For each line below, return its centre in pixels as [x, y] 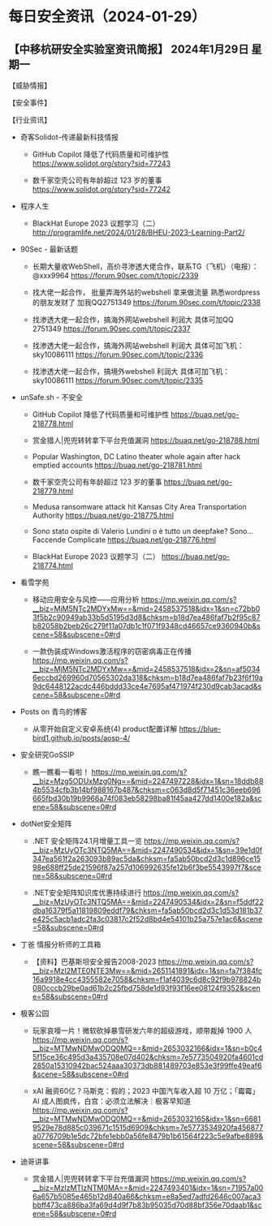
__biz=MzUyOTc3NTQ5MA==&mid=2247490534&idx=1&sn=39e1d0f [147, 850]
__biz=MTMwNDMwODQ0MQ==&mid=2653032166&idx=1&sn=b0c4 [147, 1048]
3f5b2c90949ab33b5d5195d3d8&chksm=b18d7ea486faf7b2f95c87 [146, 617]
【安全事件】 [30, 103]
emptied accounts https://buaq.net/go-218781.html [117, 465]
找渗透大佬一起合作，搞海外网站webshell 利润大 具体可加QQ [133, 320]
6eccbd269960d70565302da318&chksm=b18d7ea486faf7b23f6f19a [148, 678]
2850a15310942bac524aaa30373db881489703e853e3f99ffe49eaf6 [147, 1065]
